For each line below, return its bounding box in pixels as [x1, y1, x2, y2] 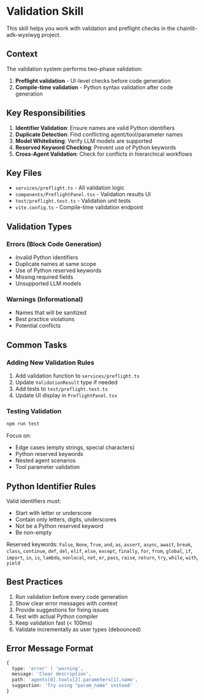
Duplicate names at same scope [15, 261, 97, 268]
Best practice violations [15, 316, 75, 323]
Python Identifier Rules [6, 481, 96, 492]
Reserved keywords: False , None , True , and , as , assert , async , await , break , [6, 541, 193, 548]
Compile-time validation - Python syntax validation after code [15, 83, 173, 91]
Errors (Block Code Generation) [6, 240, 102, 248]
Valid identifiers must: [6, 498, 61, 505]
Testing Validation [6, 406, 62, 415]
